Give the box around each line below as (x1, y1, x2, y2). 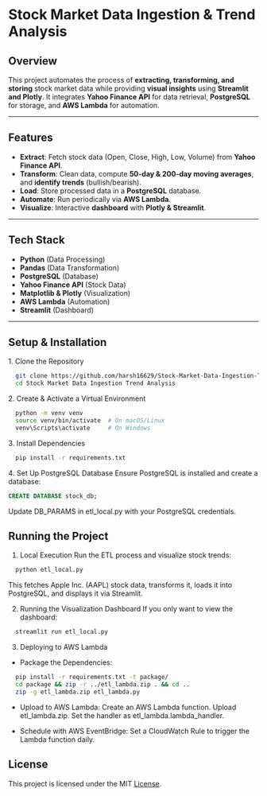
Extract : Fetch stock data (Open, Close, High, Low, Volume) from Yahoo (19, 152, 256, 161)
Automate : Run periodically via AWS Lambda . (19, 194, 171, 204)
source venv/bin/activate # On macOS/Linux (15, 417, 165, 425)
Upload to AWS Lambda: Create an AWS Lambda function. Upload (19, 702, 237, 712)
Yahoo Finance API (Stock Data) (19, 280, 126, 289)
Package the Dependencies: (19, 658, 113, 667)
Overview (8, 54, 58, 68)
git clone (15, 372, 48, 380)
